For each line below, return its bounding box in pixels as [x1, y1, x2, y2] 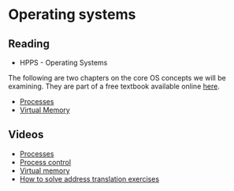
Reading [8, 37, 50, 51]
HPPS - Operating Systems [19, 58, 108, 67]
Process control [19, 157, 72, 167]
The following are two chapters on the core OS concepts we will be [8, 73, 226, 82]
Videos [8, 128, 44, 141]
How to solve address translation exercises [19, 174, 160, 183]
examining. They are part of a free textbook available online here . [8, 81, 221, 91]
